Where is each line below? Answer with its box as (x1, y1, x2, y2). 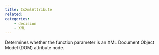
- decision (14, 21, 37, 26)
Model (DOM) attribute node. (5, 45, 65, 51)
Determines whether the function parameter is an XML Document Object (5, 39, 155, 45)
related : (5, 12, 23, 17)
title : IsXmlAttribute (5, 7, 52, 12)
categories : (5, 16, 30, 21)
